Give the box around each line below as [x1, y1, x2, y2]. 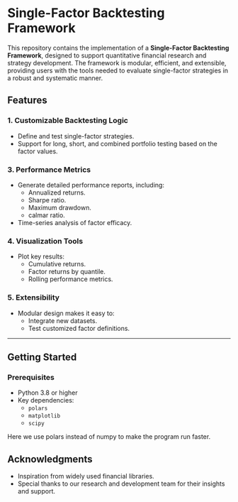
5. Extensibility [7, 293, 60, 302]
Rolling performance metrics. [28, 275, 113, 283]
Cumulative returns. [28, 260, 86, 268]
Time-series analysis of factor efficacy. [17, 218, 132, 227]
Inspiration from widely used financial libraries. [17, 472, 154, 481]
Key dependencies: [17, 396, 74, 405]
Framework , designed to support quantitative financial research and [7, 51, 207, 60]
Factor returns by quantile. [28, 268, 106, 276]
